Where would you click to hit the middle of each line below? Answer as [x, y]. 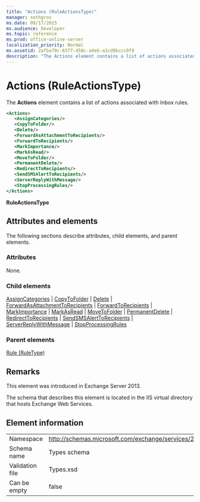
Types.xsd [63, 470]
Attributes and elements [52, 221]
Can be [19, 483]
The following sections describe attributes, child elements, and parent [92, 235]
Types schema [69, 452]
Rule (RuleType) [26, 353]
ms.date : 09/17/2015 [32, 23]
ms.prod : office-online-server [45, 39]
